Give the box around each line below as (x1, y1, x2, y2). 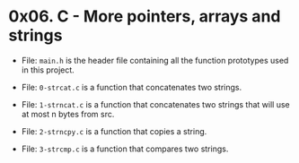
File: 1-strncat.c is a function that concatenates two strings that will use (21, 99, 290, 109)
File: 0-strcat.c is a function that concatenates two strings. (21, 81, 242, 92)
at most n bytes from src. (21, 108, 115, 119)
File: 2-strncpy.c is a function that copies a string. (21, 125, 207, 136)
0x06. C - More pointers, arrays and (8, 6, 281, 27)
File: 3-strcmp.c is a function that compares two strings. (21, 143, 229, 154)
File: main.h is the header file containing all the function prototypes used (21, 55, 289, 65)
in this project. (21, 64, 75, 75)
